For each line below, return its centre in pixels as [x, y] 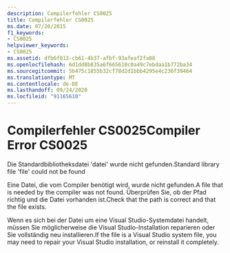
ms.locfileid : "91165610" [44, 97]
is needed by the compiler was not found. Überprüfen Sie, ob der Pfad [107, 192]
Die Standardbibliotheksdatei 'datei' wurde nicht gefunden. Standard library [114, 164]
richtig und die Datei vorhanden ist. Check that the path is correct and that [112, 199]
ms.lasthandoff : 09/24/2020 [48, 90]
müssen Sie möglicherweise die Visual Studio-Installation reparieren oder [111, 227]
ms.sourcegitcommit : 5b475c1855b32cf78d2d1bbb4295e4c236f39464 [100, 71]
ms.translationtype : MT [41, 77]
